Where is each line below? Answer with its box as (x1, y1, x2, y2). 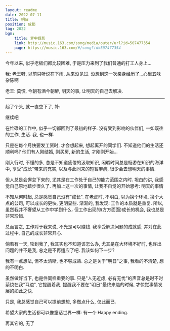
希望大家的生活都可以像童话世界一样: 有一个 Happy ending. (5, 309, 129, 315)
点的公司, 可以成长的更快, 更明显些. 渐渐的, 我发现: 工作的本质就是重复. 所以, (5, 200, 163, 206)
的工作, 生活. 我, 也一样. (5, 131, 54, 137)
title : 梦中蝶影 (14, 36, 46, 41)
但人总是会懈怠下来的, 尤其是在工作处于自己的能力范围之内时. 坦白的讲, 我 (5, 176, 159, 183)
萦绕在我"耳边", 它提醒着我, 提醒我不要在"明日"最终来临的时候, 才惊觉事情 (5, 281, 158, 287)
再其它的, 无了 (5, 320, 34, 326)
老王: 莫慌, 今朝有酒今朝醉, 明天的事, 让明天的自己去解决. (5, 87, 123, 94)
